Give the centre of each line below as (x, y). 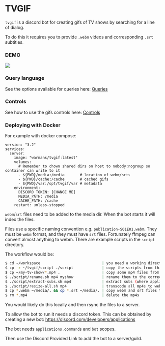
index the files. (20, 220)
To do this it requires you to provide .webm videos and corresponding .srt (79, 37)
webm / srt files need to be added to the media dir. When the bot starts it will (80, 214)
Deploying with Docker (33, 125)
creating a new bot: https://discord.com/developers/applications (70, 319)
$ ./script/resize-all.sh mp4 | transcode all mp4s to (79, 286)
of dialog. (15, 27)
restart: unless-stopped (39, 205)
